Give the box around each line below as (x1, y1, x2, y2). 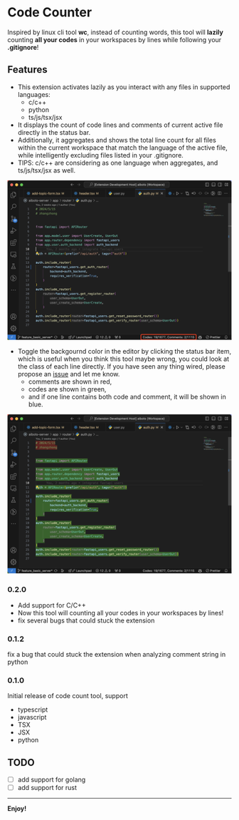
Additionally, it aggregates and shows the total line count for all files (17, 135, 217, 144)
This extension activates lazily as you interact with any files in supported (17, 83, 230, 91)
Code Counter (7, 4, 92, 21)
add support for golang (17, 775, 86, 784)
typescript (17, 705, 48, 714)
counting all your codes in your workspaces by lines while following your (7, 35, 222, 43)
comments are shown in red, (28, 377, 112, 386)
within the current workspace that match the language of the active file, (17, 143, 228, 152)
